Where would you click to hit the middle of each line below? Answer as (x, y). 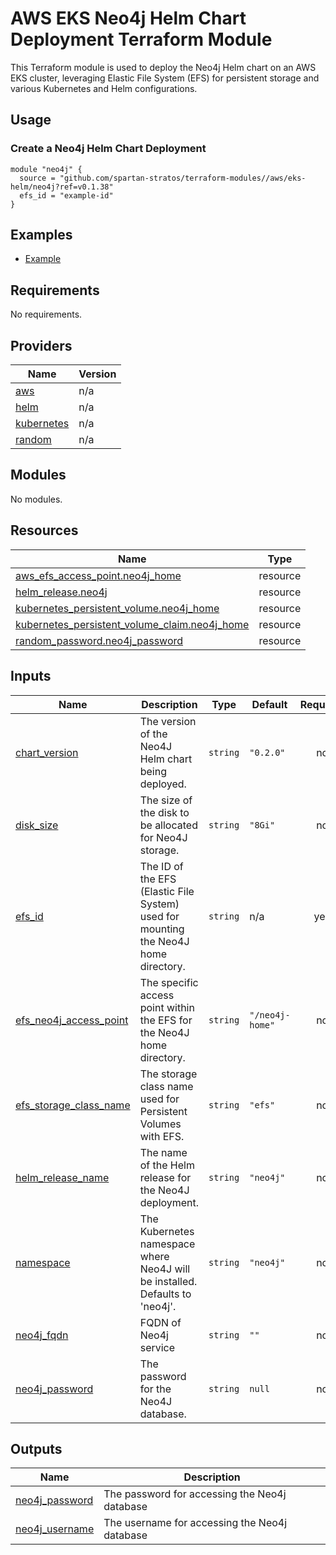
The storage (168, 1074)
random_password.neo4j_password (99, 640)
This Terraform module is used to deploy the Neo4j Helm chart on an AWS (163, 67)
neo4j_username (55, 1529)
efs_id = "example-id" (66, 195)
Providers (41, 345)
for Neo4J (163, 837)
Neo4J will (165, 1269)
